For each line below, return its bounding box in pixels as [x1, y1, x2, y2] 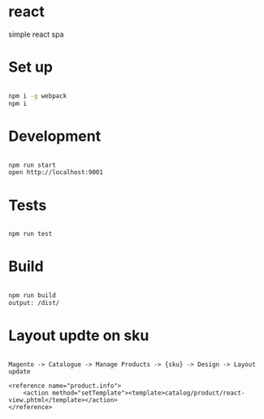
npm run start [8, 161, 57, 169]
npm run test [8, 230, 53, 238]
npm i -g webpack [8, 92, 67, 100]
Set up [8, 58, 53, 76]
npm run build [8, 291, 57, 299]
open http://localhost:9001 [8, 168, 104, 177]
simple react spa [8, 29, 64, 39]
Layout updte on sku [8, 326, 149, 344]
